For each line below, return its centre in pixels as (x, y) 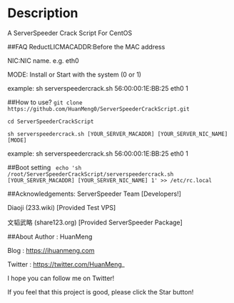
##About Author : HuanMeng (50, 237)
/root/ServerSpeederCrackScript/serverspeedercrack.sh (91, 174)
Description (43, 13)
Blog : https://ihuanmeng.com (51, 250)
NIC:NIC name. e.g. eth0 (44, 60)
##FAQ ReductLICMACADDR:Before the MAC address (86, 46)
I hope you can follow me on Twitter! (61, 278)
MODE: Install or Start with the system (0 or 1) (74, 74)
